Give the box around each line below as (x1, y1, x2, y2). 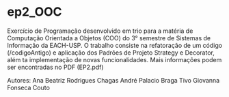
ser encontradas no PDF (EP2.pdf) (7, 63, 104, 71)
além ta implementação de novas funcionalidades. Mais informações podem (7, 55, 222, 64)
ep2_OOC (7, 4, 63, 20)
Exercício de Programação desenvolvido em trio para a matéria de (7, 27, 193, 35)
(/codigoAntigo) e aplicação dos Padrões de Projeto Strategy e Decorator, (7, 48, 215, 57)
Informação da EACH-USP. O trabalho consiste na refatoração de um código (7, 41, 223, 49)
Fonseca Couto (7, 83, 50, 92)
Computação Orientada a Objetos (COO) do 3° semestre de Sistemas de (7, 33, 211, 42)
